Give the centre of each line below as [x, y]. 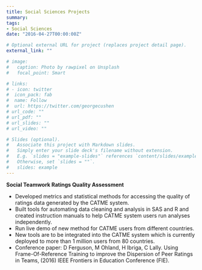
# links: [17, 84]
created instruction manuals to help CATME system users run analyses [103, 215]
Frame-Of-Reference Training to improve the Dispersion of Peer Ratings [104, 254]
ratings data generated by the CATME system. [72, 202]
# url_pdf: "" [24, 117]
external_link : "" [29, 51]
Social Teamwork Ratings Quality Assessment [65, 184]
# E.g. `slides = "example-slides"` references [70, 156]
